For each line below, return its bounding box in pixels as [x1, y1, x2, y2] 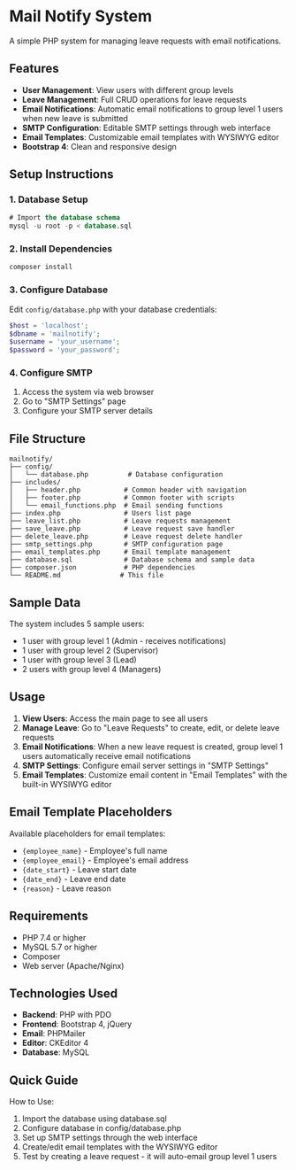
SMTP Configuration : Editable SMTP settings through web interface [21, 122, 271, 133]
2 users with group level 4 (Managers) [21, 664, 162, 675]
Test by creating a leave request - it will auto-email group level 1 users [21, 1151, 277, 1162]
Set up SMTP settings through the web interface [21, 1132, 199, 1143]
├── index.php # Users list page [9, 509, 192, 518]
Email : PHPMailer [21, 1028, 86, 1039]
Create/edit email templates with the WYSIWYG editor [21, 1142, 218, 1152]
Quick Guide [9, 1073, 79, 1088]
